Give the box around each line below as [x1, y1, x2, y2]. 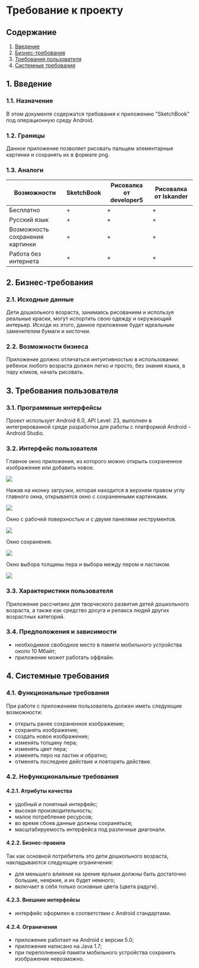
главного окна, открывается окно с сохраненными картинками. [6, 493, 168, 500]
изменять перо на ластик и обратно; [14, 752, 108, 759]
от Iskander [154, 192, 188, 200]
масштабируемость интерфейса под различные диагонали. [14, 826, 166, 833]
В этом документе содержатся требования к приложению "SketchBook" [6, 110, 190, 117]
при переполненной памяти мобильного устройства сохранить [14, 949, 176, 956]
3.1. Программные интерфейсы [6, 403, 102, 412]
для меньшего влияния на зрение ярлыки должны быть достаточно [14, 870, 187, 877]
